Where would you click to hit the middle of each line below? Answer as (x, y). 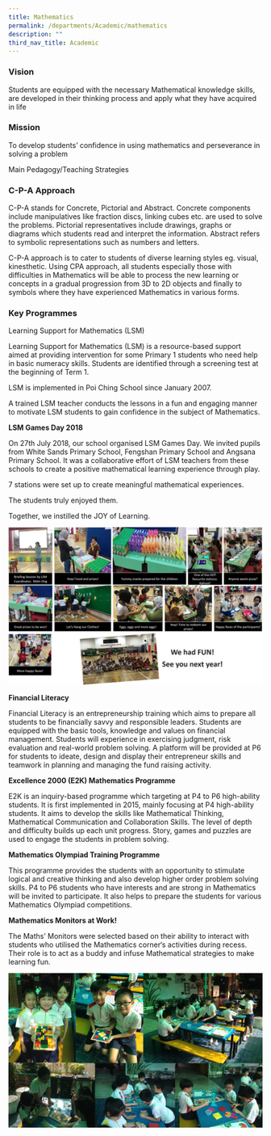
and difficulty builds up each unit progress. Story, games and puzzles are (130, 831)
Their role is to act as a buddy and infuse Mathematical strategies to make (131, 953)
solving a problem (38, 154)
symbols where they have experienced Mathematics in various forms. (124, 292)
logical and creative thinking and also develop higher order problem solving (134, 879)
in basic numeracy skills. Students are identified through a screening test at (133, 364)
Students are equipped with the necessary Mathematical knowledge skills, (132, 90)
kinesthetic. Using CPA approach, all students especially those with (120, 267)
